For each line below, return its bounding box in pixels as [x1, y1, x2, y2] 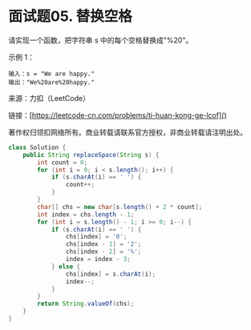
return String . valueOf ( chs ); [37, 300, 135, 308]
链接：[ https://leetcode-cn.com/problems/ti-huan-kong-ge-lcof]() [8, 110, 227, 120]
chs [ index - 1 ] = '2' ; [65, 240, 142, 248]
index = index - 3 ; [65, 256, 131, 264]
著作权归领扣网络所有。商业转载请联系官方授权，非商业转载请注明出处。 [8, 127, 247, 137]
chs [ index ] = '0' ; [65, 233, 128, 241]
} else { [51, 262, 81, 271]
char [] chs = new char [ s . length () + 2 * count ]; [37, 203, 203, 211]
